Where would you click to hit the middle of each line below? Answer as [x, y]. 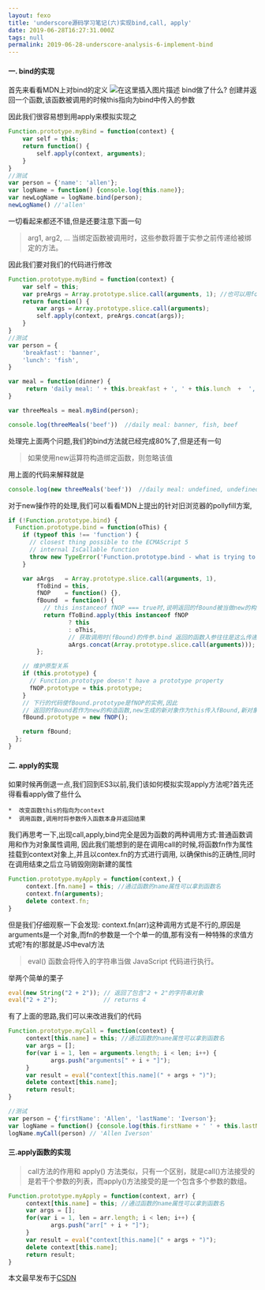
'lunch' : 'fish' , [51, 360]
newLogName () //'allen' [47, 205]
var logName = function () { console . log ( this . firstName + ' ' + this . [125, 1126]
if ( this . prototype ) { [60, 674]
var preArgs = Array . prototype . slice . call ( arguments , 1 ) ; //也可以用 [136, 294]
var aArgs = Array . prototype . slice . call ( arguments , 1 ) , [119, 578]
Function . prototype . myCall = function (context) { [91, 1031]
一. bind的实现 [32, 71]
